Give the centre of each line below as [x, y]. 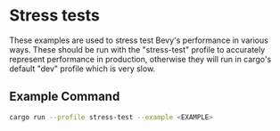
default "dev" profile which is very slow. [82, 69]
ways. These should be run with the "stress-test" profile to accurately [137, 49]
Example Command [65, 97]
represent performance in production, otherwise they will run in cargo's [140, 59]
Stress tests [55, 16]
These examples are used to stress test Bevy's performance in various [139, 40]
